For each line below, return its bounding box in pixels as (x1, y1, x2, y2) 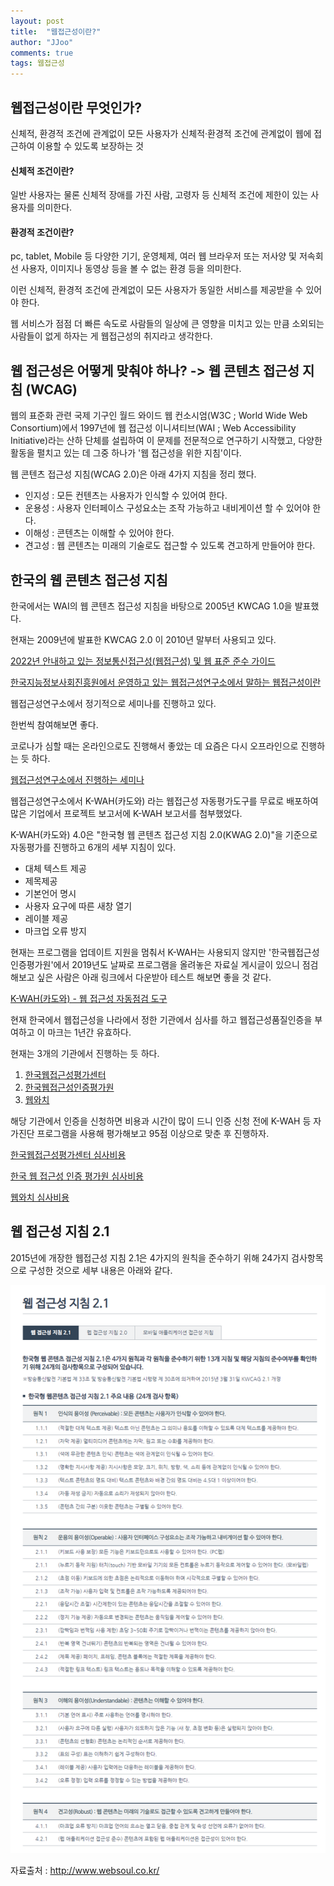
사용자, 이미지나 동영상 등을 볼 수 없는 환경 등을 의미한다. (20, 263, 242, 275)
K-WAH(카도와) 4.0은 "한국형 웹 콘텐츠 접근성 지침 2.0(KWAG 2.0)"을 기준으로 (10, 828, 318, 840)
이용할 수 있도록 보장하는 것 (36, 140, 144, 152)
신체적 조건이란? (10, 165, 75, 177)
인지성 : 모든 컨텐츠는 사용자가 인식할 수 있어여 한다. (24, 490, 228, 502)
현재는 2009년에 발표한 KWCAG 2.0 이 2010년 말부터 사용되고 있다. (10, 633, 277, 645)
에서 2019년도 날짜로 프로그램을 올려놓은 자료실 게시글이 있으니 (53, 958, 300, 970)
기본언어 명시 (24, 887, 77, 899)
